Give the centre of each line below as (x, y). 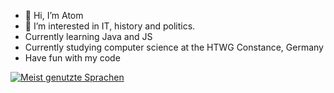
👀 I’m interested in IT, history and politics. (110, 26)
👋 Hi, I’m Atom (54, 15)
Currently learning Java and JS (88, 36)
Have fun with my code (72, 58)
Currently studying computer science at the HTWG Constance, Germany (174, 47)
